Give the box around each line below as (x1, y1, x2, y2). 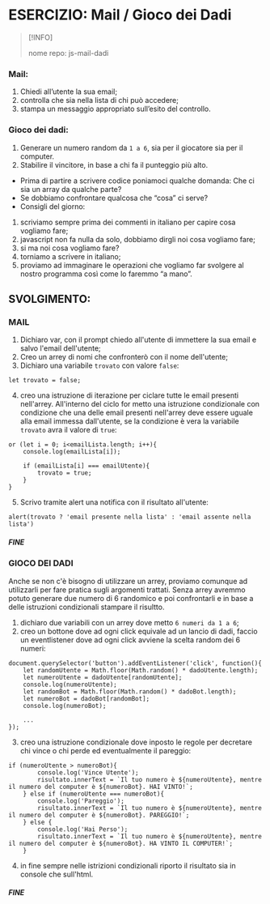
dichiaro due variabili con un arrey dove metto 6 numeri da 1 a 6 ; (19, 617, 239, 627)
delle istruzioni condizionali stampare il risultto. (8, 602, 165, 612)
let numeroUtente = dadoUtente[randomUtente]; (23, 673, 183, 681)
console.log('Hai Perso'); (37, 825, 129, 834)
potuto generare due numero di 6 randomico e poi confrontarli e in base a (8, 593, 254, 603)
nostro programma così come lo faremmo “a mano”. (19, 269, 192, 279)
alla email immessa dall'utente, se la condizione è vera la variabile (19, 416, 240, 426)
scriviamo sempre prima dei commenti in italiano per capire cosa (19, 217, 236, 227)
